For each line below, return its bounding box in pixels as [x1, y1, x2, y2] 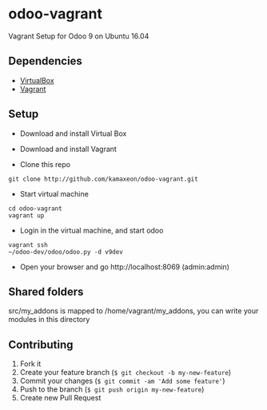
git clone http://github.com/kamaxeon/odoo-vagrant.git [8, 175, 198, 183]
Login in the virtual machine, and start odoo [19, 225, 164, 235]
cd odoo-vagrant [8, 205, 62, 213]
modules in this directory [8, 315, 90, 324]
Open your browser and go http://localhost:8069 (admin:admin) [19, 261, 230, 272]
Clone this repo [19, 159, 70, 169]
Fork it [19, 359, 42, 368]
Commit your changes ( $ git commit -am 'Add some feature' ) [19, 376, 225, 386]
